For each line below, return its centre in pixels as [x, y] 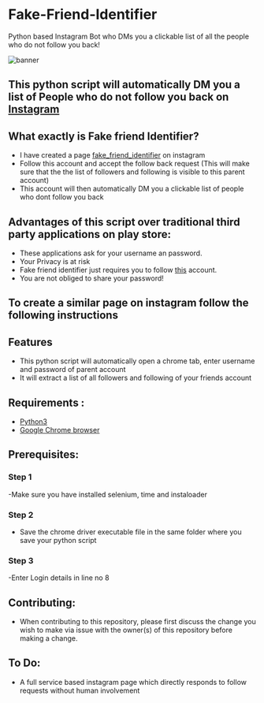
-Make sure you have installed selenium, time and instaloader [108, 494]
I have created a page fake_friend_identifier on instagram [112, 155]
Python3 [33, 421]
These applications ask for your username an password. [111, 253]
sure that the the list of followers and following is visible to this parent [132, 172]
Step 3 [21, 560]
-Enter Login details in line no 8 [59, 578]
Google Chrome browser [59, 430]
